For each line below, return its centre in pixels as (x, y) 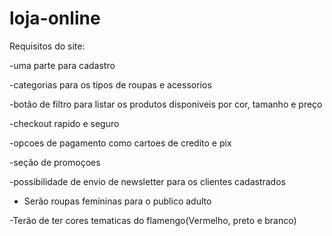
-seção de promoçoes (55, 162)
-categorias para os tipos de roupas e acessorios (110, 84)
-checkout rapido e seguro (64, 123)
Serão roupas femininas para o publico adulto (117, 201)
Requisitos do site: (47, 46)
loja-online (55, 18)
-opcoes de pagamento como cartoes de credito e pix (120, 143)
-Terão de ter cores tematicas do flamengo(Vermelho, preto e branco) (153, 220)
